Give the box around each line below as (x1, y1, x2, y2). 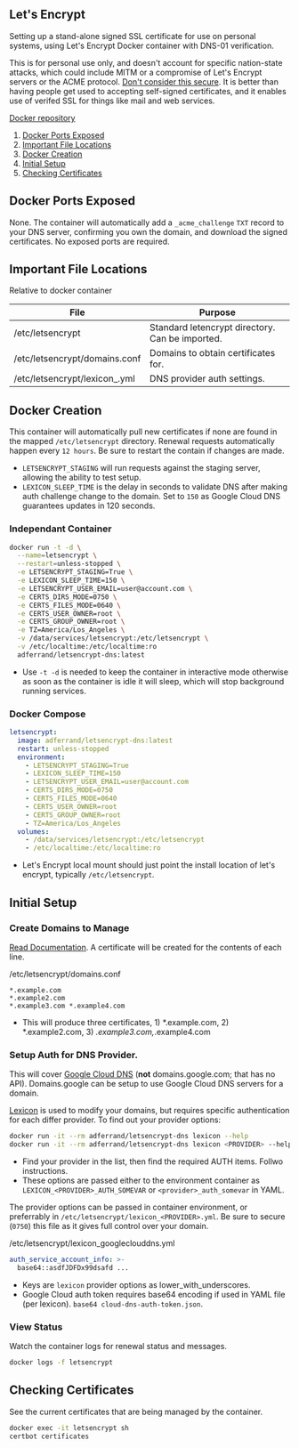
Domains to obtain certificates (149, 347, 276, 360)
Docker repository (9, 112, 76, 123)
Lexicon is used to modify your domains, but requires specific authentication (9, 1105, 290, 1116)
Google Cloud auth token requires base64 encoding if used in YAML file (21, 1289, 286, 1299)
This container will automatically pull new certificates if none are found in (9, 426, 278, 437)
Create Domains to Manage (9, 921, 130, 934)
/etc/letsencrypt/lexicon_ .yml (13, 373, 135, 385)
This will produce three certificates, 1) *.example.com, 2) (21, 1016, 230, 1027)
